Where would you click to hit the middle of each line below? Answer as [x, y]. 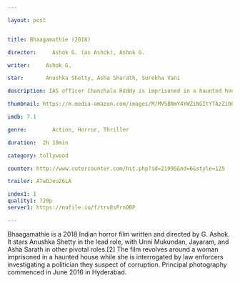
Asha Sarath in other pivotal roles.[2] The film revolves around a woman [113, 249]
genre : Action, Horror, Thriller [69, 129]
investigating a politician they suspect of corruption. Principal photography [117, 264]
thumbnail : [24, 104]
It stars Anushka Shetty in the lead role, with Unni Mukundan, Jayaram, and [118, 242]
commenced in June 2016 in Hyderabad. [67, 272]
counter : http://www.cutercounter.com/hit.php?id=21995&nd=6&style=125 [116, 169]
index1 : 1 [22, 194]
